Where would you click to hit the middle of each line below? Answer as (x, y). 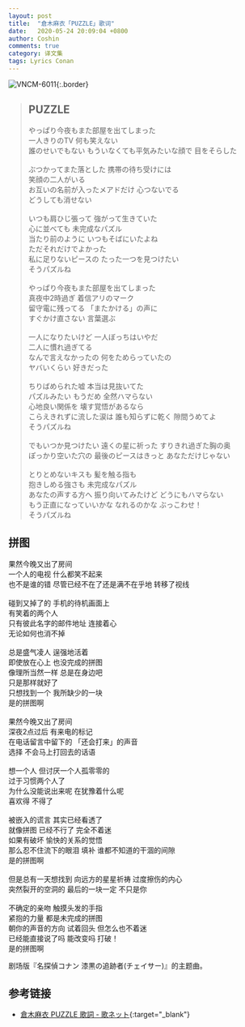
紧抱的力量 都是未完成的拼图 (55, 918)
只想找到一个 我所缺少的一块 (55, 692)
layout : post (30, 16)
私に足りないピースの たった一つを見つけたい (103, 259)
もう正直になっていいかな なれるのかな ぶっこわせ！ (115, 504)
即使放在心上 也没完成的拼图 (55, 662)
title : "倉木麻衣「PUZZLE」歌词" (61, 24)
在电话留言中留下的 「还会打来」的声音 (73, 742)
